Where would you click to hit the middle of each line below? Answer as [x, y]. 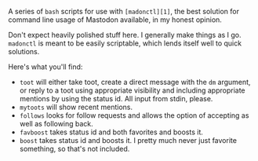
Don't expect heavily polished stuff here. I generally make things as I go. [125, 35]
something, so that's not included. [74, 149]
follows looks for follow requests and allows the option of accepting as [134, 115]
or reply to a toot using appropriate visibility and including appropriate [132, 90]
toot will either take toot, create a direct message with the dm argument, [135, 82]
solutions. [24, 51]
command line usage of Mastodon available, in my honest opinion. [115, 20]
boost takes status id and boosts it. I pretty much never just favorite [128, 140]
